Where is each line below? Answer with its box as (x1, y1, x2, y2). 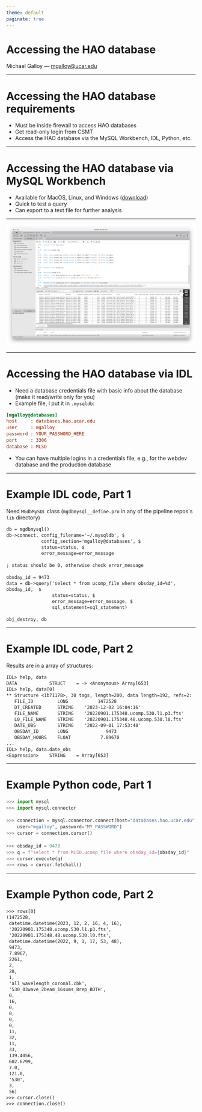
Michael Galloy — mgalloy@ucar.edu (6, 63, 97, 70)
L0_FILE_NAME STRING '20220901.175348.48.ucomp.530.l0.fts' (14, 716, 185, 722)
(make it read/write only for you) (14, 393, 95, 400)
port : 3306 (6, 438, 47, 444)
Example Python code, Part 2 (6, 888, 154, 902)
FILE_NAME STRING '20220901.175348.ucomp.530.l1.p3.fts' (14, 710, 185, 716)
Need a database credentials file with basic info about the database (14, 386, 183, 394)
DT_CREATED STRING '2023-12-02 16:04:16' (14, 704, 141, 710)
